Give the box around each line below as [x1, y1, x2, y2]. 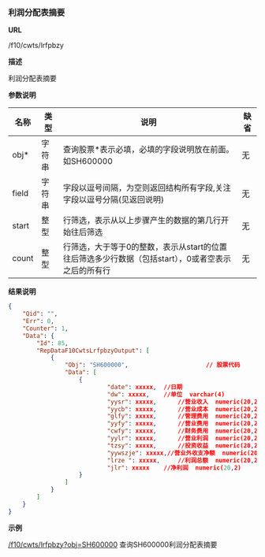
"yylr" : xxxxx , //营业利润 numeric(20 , [106, 435, 255, 443]
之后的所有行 [62, 266, 111, 277]
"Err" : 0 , [22, 317, 55, 325]
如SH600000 [62, 156, 113, 167]
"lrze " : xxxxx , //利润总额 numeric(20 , [106, 456, 255, 464]
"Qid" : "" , [22, 310, 58, 318]
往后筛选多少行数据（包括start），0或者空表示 [62, 254, 231, 265]
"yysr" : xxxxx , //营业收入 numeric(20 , [106, 398, 255, 406]
